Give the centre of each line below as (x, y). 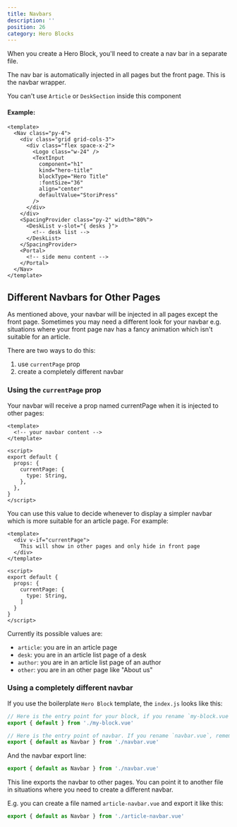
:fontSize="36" (61, 183)
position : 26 (26, 27)
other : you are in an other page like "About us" (85, 669)
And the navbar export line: (47, 756)
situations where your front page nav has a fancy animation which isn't (110, 329)
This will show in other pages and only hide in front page (110, 546)
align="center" (61, 189)
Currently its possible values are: (55, 633)
